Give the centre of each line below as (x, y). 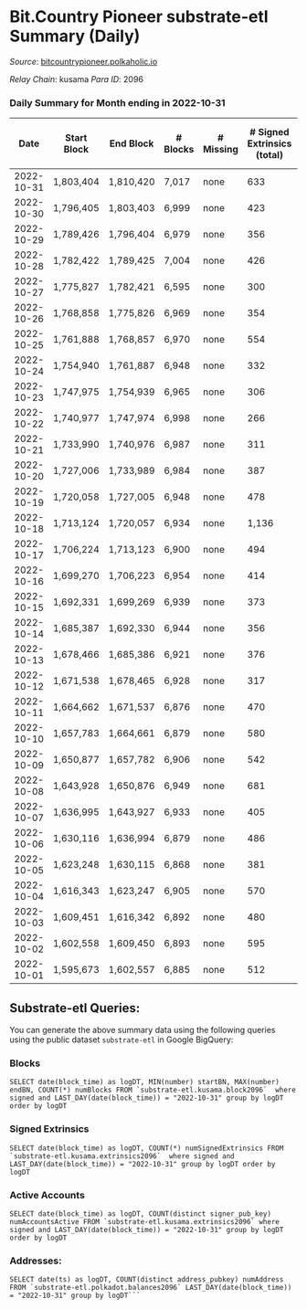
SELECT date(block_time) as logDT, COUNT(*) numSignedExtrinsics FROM (147, 1148)
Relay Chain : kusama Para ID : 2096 (77, 79)
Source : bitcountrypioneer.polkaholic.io (84, 61)
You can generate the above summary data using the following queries (143, 1030)
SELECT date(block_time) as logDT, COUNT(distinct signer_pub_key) (141, 1214)
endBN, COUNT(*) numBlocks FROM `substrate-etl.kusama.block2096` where (153, 1090)
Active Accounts (47, 1195)
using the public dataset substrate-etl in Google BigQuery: (122, 1040)
